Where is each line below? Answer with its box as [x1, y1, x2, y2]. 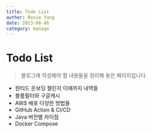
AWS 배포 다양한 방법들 [14, 99, 71, 107]
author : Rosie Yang [6, 14, 55, 20]
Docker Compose [14, 120, 59, 128]
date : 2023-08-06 [6, 20, 50, 26]
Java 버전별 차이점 [14, 113, 59, 120]
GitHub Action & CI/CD [14, 106, 71, 114]
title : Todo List [6, 8, 50, 15]
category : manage [6, 25, 50, 32]
